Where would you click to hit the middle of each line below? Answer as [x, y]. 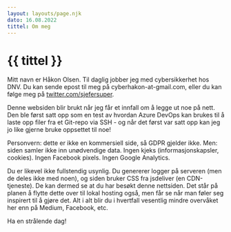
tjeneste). [21, 186]
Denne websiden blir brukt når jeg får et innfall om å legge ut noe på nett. [111, 108]
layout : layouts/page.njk [44, 13]
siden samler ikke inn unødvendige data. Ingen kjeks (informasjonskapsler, [113, 151]
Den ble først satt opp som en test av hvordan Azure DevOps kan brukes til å [116, 115]
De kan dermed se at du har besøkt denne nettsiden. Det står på [127, 186]
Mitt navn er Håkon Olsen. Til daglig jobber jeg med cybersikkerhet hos [108, 79]
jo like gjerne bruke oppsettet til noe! [59, 130]
